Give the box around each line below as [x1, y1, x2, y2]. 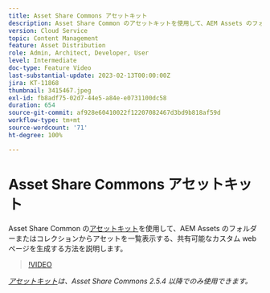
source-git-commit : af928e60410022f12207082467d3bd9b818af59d [8, 109, 221, 117]
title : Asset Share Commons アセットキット [8, 11, 148, 20]
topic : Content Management [8, 34, 99, 43]
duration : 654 [8, 101, 56, 109]
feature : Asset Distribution [8, 42, 106, 50]
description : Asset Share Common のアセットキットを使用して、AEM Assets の [8, 19, 253, 27]
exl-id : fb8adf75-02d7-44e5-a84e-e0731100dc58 [8, 94, 167, 102]
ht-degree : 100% [8, 131, 63, 139]
